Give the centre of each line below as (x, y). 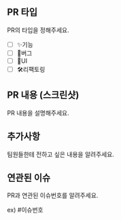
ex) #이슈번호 (25, 210)
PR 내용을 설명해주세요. (38, 113)
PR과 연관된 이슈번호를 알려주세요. (53, 195)
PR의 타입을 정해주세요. (38, 30)
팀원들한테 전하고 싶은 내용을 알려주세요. (60, 154)
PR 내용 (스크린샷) (43, 95)
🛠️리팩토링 (31, 69)
